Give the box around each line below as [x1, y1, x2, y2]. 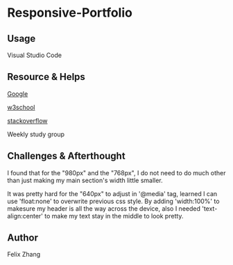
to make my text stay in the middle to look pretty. [44, 211, 184, 220]
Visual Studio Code [7, 51, 62, 59]
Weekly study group [7, 130, 64, 138]
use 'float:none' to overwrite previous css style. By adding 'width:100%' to [7, 197, 220, 205]
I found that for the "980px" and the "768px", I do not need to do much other [7, 168, 226, 177]
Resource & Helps [7, 71, 85, 83]
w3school [7, 103, 35, 111]
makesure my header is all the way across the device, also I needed [7, 204, 201, 213]
